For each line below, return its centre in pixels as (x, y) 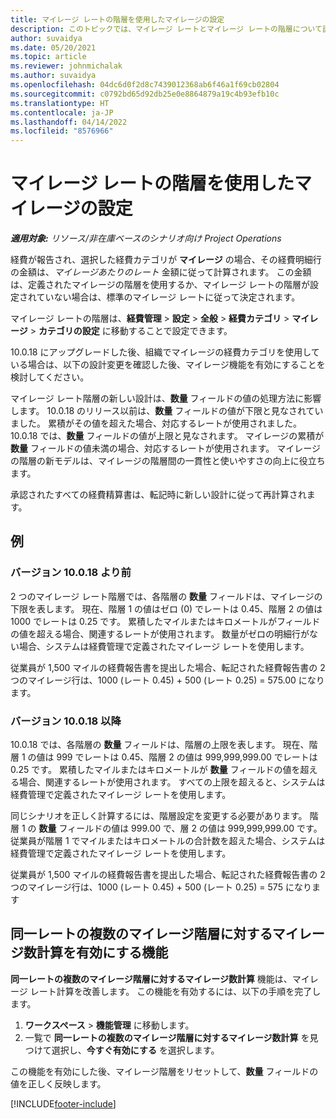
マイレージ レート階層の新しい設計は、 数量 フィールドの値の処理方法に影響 (166, 398)
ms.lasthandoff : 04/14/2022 (69, 122)
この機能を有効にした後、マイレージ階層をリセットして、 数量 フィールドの (164, 1071)
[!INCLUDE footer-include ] (63, 1103)
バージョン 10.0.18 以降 (66, 721)
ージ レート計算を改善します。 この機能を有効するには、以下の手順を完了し (166, 991)
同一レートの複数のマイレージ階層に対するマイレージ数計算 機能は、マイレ (164, 978)
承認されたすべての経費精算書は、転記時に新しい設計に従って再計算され (158, 495)
